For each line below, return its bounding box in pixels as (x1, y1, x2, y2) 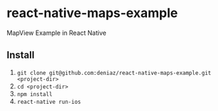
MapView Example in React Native (6, 28, 107, 37)
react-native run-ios (16, 98, 81, 105)
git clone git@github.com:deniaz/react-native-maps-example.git (16, 69, 212, 76)
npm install (16, 90, 53, 97)
